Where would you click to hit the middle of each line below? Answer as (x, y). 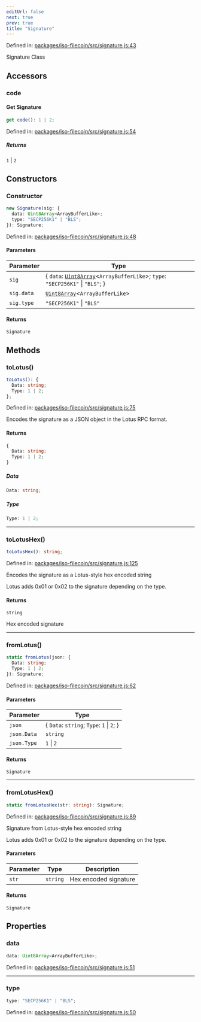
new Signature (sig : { (33, 208)
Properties (26, 927)
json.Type (23, 743)
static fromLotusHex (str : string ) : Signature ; (65, 805)
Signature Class (26, 57)
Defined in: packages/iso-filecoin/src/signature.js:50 (71, 1012)
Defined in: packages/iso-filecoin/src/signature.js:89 (71, 816)
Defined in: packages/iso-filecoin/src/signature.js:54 (71, 131)
